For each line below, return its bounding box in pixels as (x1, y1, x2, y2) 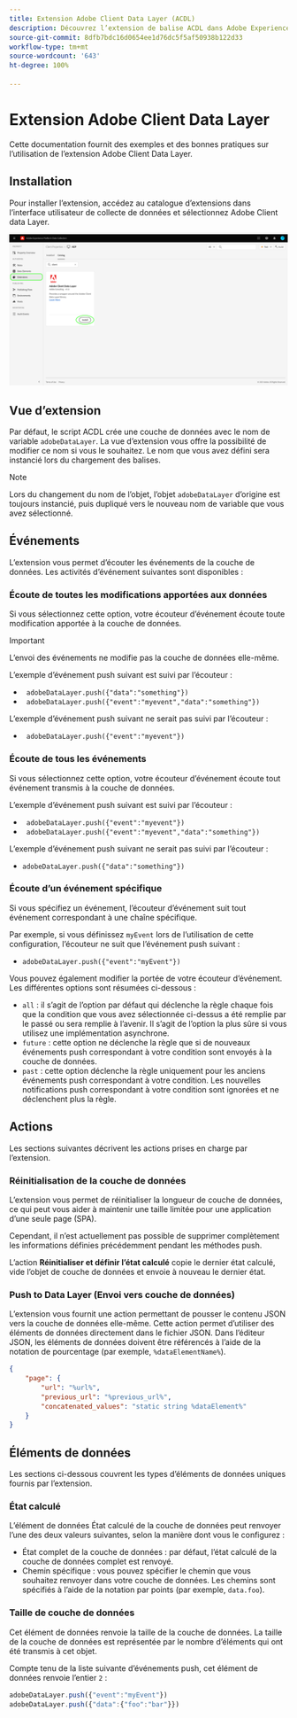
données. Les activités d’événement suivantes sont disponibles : (9, 566, 244, 577)
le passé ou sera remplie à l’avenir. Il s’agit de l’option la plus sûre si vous (21, 1018, 287, 1029)
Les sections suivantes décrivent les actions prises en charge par (9, 1143, 247, 1154)
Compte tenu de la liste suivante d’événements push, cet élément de (9, 1662, 258, 1674)
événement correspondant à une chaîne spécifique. (9, 912, 197, 922)
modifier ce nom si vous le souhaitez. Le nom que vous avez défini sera (9, 446, 270, 456)
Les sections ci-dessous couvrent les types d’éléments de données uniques (9, 1469, 286, 1480)
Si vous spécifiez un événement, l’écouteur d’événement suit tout (9, 902, 247, 913)
